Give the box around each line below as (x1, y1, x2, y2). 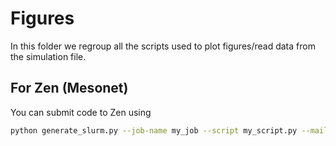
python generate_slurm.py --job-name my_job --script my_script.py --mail (10, 125, 329, 136)
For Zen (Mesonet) (10, 80, 129, 97)
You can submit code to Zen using (10, 106, 152, 118)
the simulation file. (10, 50, 87, 62)
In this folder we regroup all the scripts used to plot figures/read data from (10, 40, 316, 52)
